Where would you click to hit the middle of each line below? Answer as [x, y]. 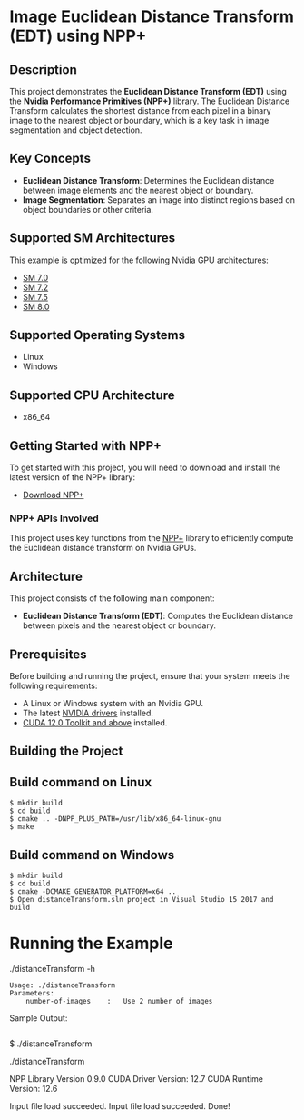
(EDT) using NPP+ [78, 36]
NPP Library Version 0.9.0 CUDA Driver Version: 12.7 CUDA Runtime [136, 1078]
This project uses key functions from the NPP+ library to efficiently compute [152, 538]
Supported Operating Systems [98, 335]
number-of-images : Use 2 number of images [119, 1001]
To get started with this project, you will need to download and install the [145, 468]
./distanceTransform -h [52, 968]
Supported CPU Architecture [92, 395]
